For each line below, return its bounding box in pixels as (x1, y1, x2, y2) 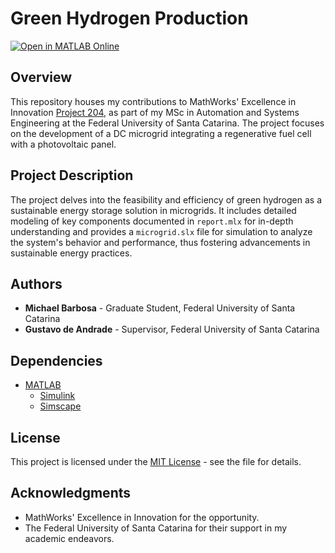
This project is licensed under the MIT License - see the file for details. (10, 456, 302, 467)
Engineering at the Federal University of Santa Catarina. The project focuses (10, 117, 325, 129)
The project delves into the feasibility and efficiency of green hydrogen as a (10, 193, 322, 206)
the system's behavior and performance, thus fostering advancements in (10, 236, 311, 248)
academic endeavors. (24, 532, 115, 544)
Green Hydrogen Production (10, 7, 249, 30)
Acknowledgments (10, 485, 132, 502)
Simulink (39, 390, 76, 402)
